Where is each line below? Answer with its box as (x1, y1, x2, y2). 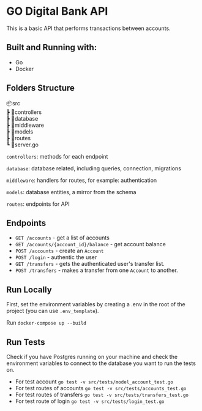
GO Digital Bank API (6, 4, 108, 18)
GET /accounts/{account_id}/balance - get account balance (15, 241, 166, 248)
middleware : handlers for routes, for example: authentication (6, 176, 157, 184)
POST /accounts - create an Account (15, 247, 104, 255)
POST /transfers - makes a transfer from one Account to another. (15, 266, 179, 274)
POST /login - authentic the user (15, 254, 97, 261)
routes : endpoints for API (6, 200, 70, 208)
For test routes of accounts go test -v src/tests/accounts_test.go (15, 385, 187, 391)
